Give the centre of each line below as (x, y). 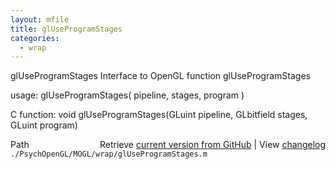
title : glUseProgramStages (66, 29)
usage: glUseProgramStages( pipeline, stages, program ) (127, 95)
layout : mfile (40, 19)
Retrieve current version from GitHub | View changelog (212, 145)
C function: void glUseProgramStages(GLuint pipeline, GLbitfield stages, (159, 115)
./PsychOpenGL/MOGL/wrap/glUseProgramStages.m (109, 154)
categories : (35, 38)
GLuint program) (44, 125)
